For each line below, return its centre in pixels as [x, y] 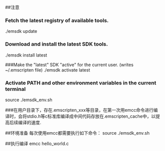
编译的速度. [30, 122]
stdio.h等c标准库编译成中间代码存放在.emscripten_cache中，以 [91, 116]
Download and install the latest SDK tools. [56, 44]
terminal [15, 89]
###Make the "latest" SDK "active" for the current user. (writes [69, 65]
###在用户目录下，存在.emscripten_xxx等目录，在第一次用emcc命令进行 [79, 110]
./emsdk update [21, 31]
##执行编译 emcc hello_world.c [37, 144]
